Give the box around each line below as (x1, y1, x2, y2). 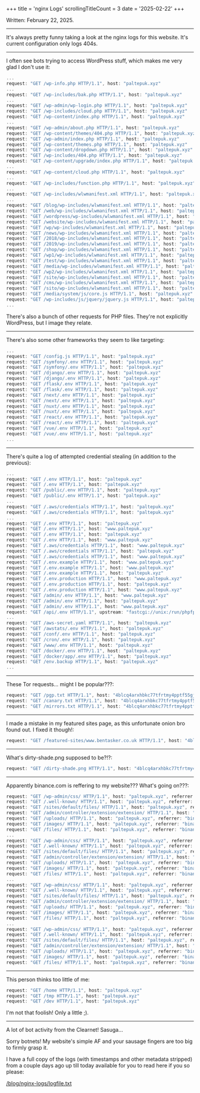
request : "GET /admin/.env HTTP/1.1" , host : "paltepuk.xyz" (6, 598, 159, 604)
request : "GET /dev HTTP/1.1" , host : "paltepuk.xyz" (6, 998, 140, 1004)
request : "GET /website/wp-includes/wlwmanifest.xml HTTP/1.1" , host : (6, 219, 185, 225)
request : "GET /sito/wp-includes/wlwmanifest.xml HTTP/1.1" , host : (6, 285, 177, 291)
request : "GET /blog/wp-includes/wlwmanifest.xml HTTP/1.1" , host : (6, 203, 177, 208)
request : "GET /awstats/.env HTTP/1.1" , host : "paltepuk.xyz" (6, 625, 164, 632)
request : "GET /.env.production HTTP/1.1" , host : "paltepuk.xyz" (6, 581, 171, 587)
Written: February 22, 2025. (6, 17, 74, 23)
